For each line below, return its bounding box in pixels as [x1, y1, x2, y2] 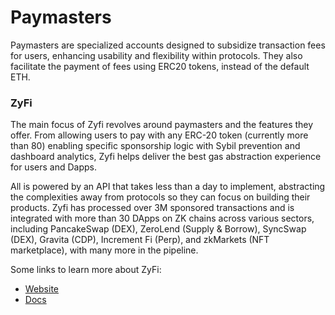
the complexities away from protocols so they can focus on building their [10, 191, 311, 203]
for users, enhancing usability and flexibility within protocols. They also [10, 49, 303, 61]
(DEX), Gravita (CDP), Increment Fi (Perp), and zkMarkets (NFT [10, 234, 270, 246]
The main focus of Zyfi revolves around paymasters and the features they [10, 119, 314, 131]
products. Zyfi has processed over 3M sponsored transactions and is [10, 202, 295, 214]
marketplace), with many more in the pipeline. [10, 244, 199, 256]
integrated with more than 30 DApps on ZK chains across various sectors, [10, 212, 315, 225]
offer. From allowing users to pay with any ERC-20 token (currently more [10, 129, 309, 141]
